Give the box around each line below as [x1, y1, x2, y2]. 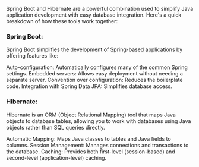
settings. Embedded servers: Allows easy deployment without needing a [6, 70, 183, 77]
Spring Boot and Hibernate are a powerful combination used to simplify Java [6, 5, 194, 12]
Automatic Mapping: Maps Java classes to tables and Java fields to [6, 135, 171, 142]
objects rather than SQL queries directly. [6, 124, 105, 131]
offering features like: [6, 52, 59, 59]
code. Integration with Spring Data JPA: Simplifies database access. [6, 83, 172, 90]
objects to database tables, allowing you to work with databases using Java [6, 117, 191, 124]
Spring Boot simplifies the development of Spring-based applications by [6, 46, 183, 53]
